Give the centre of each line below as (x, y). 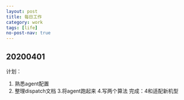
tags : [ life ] (22, 28)
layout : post (22, 11)
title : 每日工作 (24, 17)
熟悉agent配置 (32, 83)
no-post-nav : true (28, 33)
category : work (25, 22)
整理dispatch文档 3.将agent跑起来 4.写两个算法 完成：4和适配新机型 (96, 91)
